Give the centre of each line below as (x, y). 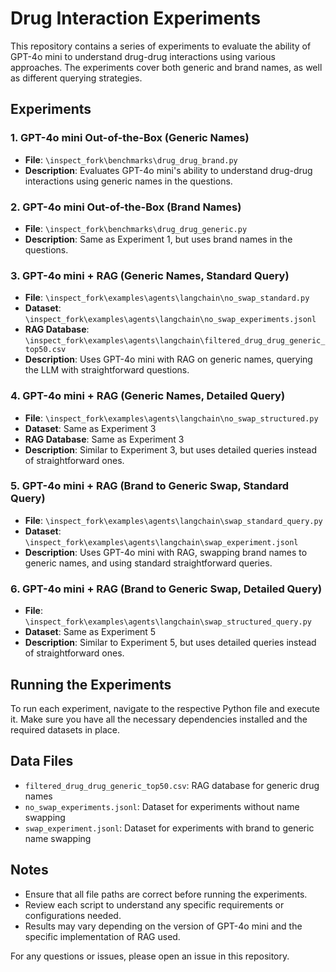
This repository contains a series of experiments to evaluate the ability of (161, 46)
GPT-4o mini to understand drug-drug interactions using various (143, 56)
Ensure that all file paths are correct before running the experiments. (166, 894)
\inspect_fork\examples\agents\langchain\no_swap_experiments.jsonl (170, 320)
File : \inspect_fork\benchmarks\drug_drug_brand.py (131, 159)
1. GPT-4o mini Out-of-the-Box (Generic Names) (130, 138)
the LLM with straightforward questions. (107, 370)
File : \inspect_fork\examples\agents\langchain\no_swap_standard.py (167, 298)
